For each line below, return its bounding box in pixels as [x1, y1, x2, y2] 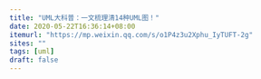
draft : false [9, 55, 59, 64]
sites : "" [9, 38, 47, 48]
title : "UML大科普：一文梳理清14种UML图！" [9, 13, 160, 23]
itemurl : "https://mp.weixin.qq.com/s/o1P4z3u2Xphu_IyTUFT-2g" [9, 30, 254, 39]
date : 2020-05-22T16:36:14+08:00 [9, 22, 136, 31]
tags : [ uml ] [9, 47, 54, 56]
